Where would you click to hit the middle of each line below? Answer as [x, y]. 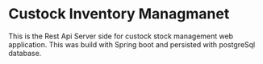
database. [25, 53]
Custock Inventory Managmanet [119, 14]
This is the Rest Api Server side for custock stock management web [121, 36]
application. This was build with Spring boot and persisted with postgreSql [132, 44]
